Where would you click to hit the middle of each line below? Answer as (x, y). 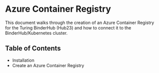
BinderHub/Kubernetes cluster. (36, 33)
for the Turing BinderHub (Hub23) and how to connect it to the (68, 27)
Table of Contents (33, 48)
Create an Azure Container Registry (48, 65)
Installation (23, 60)
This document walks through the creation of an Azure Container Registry (80, 23)
